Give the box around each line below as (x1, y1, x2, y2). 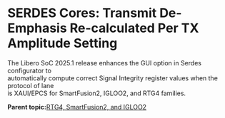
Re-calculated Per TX (69, 20, 199, 36)
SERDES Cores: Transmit (7, 5, 157, 21)
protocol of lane (7, 81, 54, 90)
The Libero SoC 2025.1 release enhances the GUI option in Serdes (7, 58, 202, 67)
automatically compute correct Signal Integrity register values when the (7, 73, 218, 82)
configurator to (7, 66, 52, 75)
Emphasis (7, 20, 67, 36)
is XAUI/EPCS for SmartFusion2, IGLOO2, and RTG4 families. (7, 89, 186, 97)
